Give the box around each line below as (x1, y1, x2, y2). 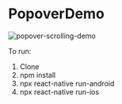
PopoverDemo (8, 5, 105, 23)
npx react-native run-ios (19, 87, 100, 96)
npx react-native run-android (19, 79, 115, 88)
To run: (8, 46, 32, 56)
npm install (19, 70, 56, 79)
